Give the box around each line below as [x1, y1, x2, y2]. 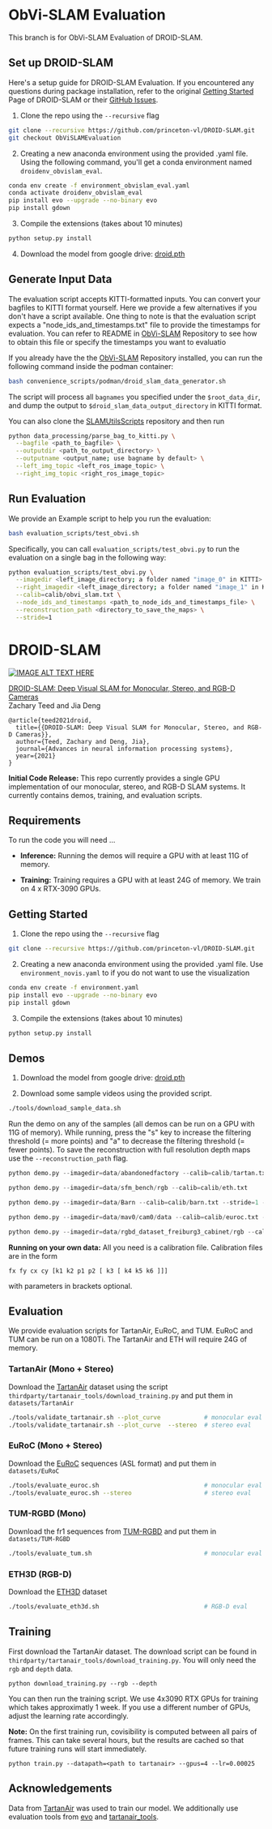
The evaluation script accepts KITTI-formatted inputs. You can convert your [8, 294, 261, 303]
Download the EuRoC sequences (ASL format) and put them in [8, 1458, 217, 1468]
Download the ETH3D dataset [8, 1587, 108, 1596]
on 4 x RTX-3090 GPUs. [19, 884, 101, 894]
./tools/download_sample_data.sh [8, 1105, 121, 1113]
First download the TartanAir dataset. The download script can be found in [8, 1647, 257, 1656]
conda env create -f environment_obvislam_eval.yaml [8, 181, 190, 190]
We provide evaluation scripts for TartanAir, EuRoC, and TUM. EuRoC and [8, 1326, 253, 1336]
